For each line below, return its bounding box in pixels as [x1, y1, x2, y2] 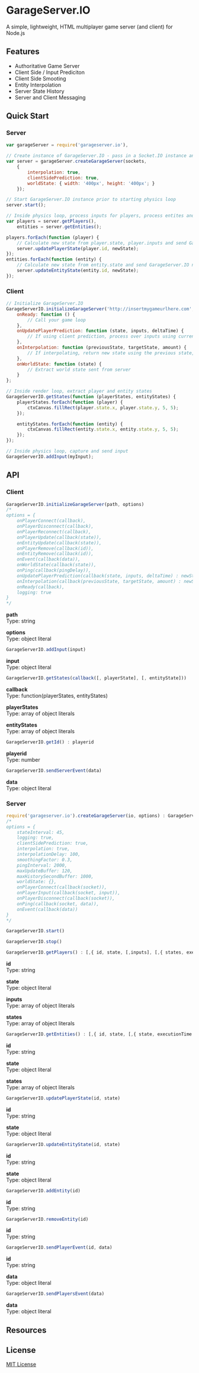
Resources [6, 1325, 47, 1335]
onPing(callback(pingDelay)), [17, 567, 92, 573]
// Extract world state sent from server [27, 367, 131, 373]
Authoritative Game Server [14, 62, 80, 69]
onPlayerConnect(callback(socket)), [17, 884, 108, 890]
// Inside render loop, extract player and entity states [6, 389, 152, 394]
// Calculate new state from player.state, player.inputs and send [17, 240, 187, 246]
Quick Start [6, 111, 49, 121]
